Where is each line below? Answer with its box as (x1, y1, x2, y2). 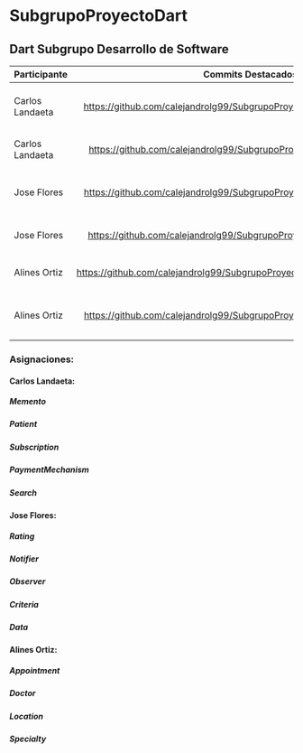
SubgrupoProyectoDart (9, 5, 188, 26)
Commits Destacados (202, 69, 298, 80)
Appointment (9, 665, 60, 676)
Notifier (9, 553, 39, 564)
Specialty (9, 733, 47, 745)
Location (9, 711, 43, 721)
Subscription (9, 442, 60, 452)
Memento (9, 396, 47, 407)
